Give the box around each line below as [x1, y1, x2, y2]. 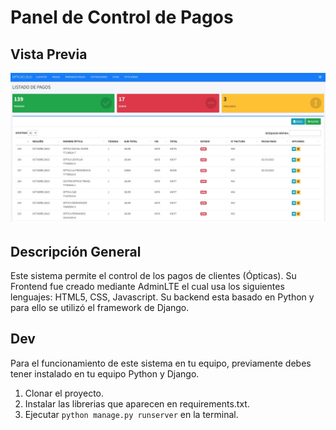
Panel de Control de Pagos [10, 6, 234, 29]
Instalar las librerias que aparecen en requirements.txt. [24, 397, 250, 410]
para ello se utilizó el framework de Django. [10, 301, 190, 313]
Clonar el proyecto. [24, 387, 104, 399]
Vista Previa [10, 46, 88, 63]
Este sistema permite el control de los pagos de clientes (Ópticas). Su [10, 269, 297, 281]
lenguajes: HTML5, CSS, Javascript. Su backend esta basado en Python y [10, 291, 315, 303]
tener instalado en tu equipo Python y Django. [10, 367, 200, 380]
